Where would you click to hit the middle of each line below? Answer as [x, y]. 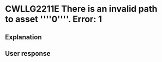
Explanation [24, 37]
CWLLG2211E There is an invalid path [81, 9]
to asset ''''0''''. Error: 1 [54, 19]
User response [28, 54]
